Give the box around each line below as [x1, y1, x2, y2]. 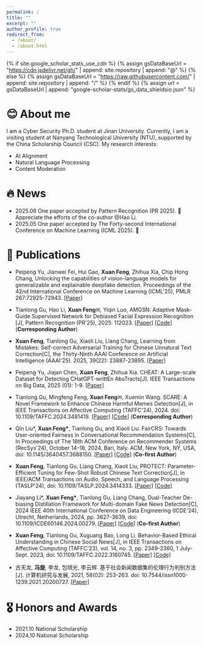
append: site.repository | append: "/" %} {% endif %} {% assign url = [6, 79, 180, 86]
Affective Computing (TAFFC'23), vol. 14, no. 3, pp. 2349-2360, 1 [15, 544, 178, 552]
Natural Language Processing [15, 158, 90, 166]
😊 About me [6, 107, 71, 121]
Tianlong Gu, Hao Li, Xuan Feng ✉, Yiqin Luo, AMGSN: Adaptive [15, 306, 175, 313]
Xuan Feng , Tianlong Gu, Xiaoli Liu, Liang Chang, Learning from [15, 337, 176, 344]
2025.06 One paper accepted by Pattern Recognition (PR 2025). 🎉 [15, 207, 181, 214]
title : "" [6, 15, 32, 21]
